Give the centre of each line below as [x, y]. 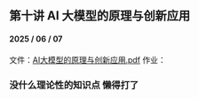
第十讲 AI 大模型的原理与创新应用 [100, 16]
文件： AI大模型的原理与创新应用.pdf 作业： [88, 59]
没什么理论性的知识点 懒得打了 [74, 85]
